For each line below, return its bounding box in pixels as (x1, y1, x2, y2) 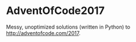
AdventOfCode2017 (6, 4, 105, 17)
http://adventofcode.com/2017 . (6, 29, 81, 36)
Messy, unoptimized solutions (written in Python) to (6, 23, 131, 30)
